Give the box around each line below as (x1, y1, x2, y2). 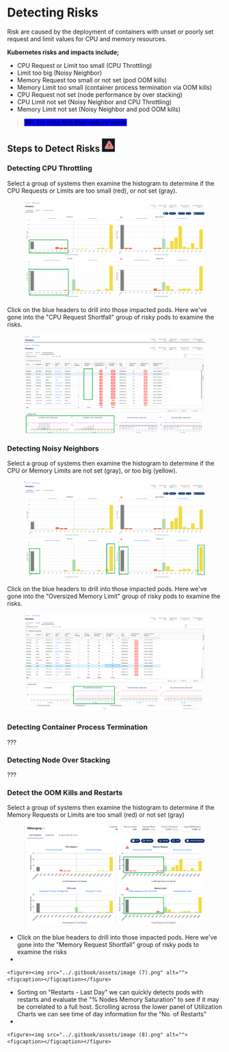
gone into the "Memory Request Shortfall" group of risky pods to (16, 940, 200, 948)
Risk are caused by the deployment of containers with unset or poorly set (7, 27, 214, 36)
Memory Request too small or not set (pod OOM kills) (16, 75, 167, 84)
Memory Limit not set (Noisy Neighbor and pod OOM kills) (16, 105, 181, 113)
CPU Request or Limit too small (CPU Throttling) (16, 61, 152, 69)
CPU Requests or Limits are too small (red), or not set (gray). (7, 187, 178, 195)
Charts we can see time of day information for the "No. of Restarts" (16, 1009, 207, 1018)
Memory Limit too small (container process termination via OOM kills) (16, 83, 213, 91)
